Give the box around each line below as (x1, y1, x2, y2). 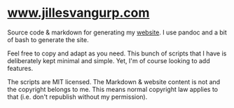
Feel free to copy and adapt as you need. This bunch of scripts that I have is (7, 49, 227, 58)
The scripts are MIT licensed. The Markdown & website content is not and (7, 77, 221, 86)
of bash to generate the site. (7, 35, 89, 43)
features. (7, 64, 34, 72)
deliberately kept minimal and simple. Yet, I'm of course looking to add (7, 56, 210, 65)
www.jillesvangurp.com (7, 5, 150, 21)
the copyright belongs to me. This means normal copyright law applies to (7, 85, 219, 93)
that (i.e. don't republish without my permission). (7, 93, 148, 101)
